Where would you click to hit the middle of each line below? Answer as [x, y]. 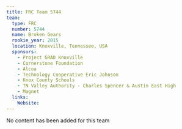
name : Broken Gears [37, 35]
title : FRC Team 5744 [34, 12]
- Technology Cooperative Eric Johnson [68, 75]
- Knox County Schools [46, 80]
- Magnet [28, 92]
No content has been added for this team [58, 120]
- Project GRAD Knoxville [50, 57]
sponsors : [24, 52]
